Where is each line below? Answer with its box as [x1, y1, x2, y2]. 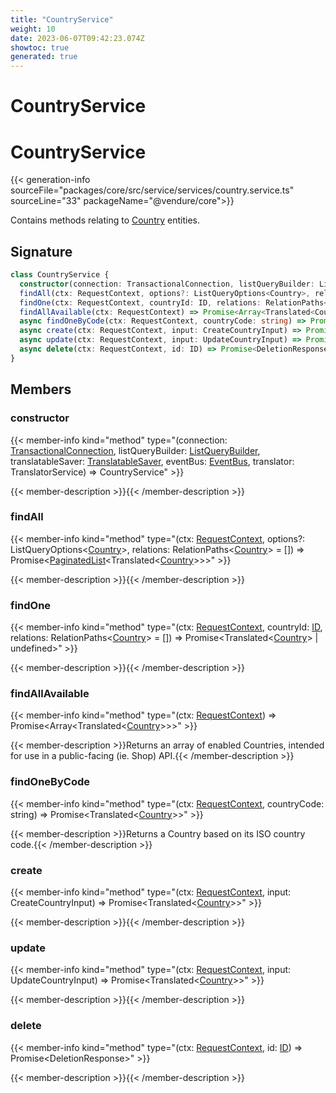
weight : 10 [10, 24, 56, 34]
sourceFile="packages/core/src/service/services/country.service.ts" [10, 184, 295, 196]
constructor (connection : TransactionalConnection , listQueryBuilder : [19, 279, 315, 289]
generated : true [10, 52, 78, 62]
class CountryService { [10, 270, 110, 280]
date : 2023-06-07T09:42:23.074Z [10, 33, 145, 43]
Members [10, 381, 72, 398]
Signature [10, 243, 73, 260]
